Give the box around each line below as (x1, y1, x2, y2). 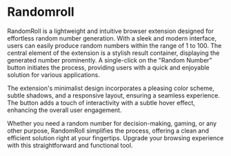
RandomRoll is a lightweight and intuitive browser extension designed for (7, 27, 214, 35)
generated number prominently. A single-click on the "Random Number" (7, 56, 212, 64)
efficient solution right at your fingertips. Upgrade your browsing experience (7, 133, 224, 142)
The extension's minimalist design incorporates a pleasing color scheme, (7, 84, 215, 92)
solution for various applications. (7, 70, 100, 79)
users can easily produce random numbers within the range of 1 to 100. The (7, 41, 222, 49)
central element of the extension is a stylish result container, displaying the (7, 49, 220, 57)
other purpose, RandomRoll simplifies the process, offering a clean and (7, 126, 209, 135)
